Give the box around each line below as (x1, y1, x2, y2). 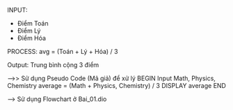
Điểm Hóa (17, 34, 47, 42)
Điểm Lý (17, 27, 41, 35)
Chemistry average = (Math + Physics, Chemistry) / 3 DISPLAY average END (7, 82, 226, 89)
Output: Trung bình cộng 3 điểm (7, 61, 99, 68)
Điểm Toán (17, 19, 49, 27)
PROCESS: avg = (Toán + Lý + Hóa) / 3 (7, 48, 118, 55)
